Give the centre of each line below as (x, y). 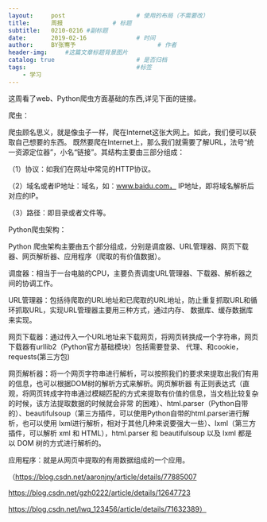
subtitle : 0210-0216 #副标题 (58, 30)
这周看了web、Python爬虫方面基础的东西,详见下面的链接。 (104, 98)
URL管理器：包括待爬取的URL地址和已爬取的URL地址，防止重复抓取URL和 (130, 300)
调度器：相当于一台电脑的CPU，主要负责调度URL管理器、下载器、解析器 (127, 273)
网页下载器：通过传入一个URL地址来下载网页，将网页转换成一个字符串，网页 (133, 336)
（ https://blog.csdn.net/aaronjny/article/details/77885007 (103, 477)
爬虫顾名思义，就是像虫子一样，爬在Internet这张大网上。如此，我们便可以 (129, 132)
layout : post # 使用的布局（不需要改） (108, 15)
